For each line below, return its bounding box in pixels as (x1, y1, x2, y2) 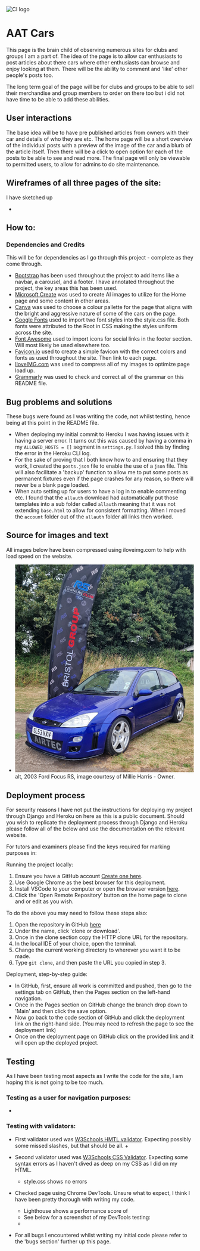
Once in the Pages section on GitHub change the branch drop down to (14, 1001, 187, 1008)
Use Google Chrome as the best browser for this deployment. (14, 879, 166, 886)
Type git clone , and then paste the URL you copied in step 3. (14, 959, 167, 966)
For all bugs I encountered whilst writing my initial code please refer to (14, 1231, 187, 1238)
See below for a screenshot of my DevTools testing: (23, 1213, 151, 1221)
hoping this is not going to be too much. (6, 1079, 104, 1086)
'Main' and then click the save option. (14, 1008, 107, 1015)
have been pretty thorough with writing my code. (14, 1196, 135, 1203)
